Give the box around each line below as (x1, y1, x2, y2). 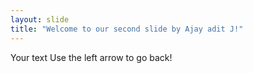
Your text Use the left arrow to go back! (10, 51, 173, 63)
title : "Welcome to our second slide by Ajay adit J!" (10, 24, 244, 34)
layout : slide (10, 14, 70, 25)
